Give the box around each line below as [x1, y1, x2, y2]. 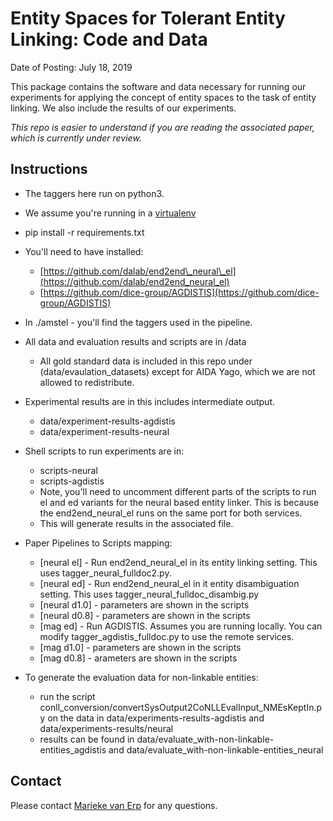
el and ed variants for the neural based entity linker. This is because [39, 496, 320, 508]
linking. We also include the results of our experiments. [10, 102, 237, 114]
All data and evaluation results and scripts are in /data [24, 335, 247, 347]
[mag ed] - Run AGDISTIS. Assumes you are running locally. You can [39, 620, 323, 632]
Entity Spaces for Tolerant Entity [10, 7, 286, 30]
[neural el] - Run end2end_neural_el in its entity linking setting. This [39, 556, 318, 568]
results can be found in [39, 733, 135, 745]
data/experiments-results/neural [39, 722, 174, 734]
